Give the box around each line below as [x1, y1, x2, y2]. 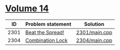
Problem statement [25, 21, 72, 27]
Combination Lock [25, 37, 68, 44]
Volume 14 [5, 3, 49, 14]
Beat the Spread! [25, 29, 64, 36]
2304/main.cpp [76, 37, 113, 44]
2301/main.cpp [76, 29, 113, 36]
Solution [84, 21, 105, 27]
